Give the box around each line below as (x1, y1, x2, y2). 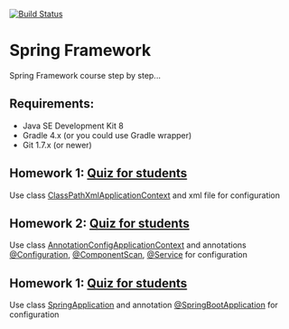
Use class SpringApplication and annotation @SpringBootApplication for (9, 299, 278, 311)
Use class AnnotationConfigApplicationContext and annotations (9, 240, 247, 250)
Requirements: (9, 96, 95, 112)
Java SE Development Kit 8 (22, 120, 124, 131)
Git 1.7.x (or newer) (22, 139, 92, 150)
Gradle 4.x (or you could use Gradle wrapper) (22, 129, 192, 140)
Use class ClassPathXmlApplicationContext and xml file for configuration (9, 190, 281, 201)
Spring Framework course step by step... (9, 70, 161, 80)
